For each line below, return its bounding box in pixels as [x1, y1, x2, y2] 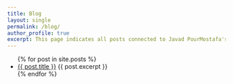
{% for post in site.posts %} [17, 55, 97, 63]
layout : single [7, 17, 51, 24]
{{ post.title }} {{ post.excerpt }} [17, 62, 108, 71]
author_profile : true [7, 29, 70, 37]
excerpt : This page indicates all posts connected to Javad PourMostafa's [7, 36, 228, 43]
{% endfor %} [17, 70, 58, 78]
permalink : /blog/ [7, 23, 60, 30]
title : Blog [7, 10, 42, 17]
